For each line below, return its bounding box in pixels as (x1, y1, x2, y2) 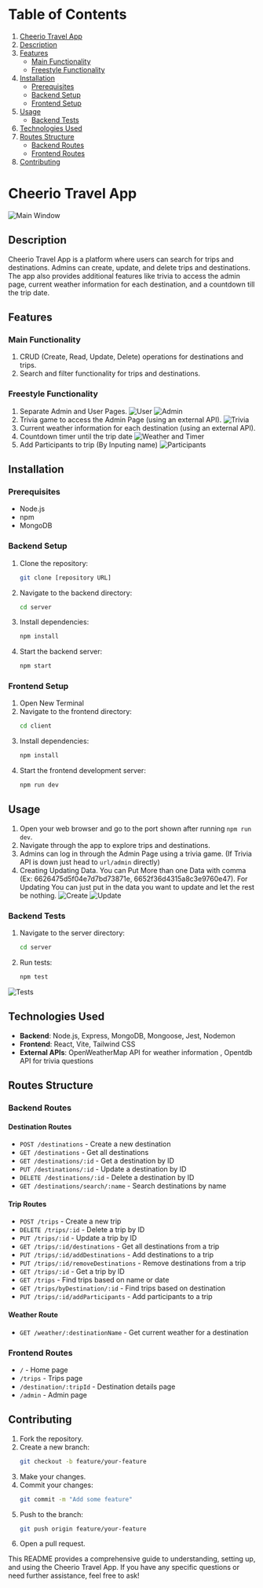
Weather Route (8, 1310, 59, 1320)
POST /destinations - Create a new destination (19, 1139, 171, 1149)
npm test (19, 973, 49, 981)
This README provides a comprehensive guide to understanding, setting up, (8, 1554, 256, 1564)
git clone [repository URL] (19, 573, 111, 582)
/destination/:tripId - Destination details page (19, 1382, 176, 1391)
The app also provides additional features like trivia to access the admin (8, 271, 241, 280)
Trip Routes (8, 1199, 47, 1209)
